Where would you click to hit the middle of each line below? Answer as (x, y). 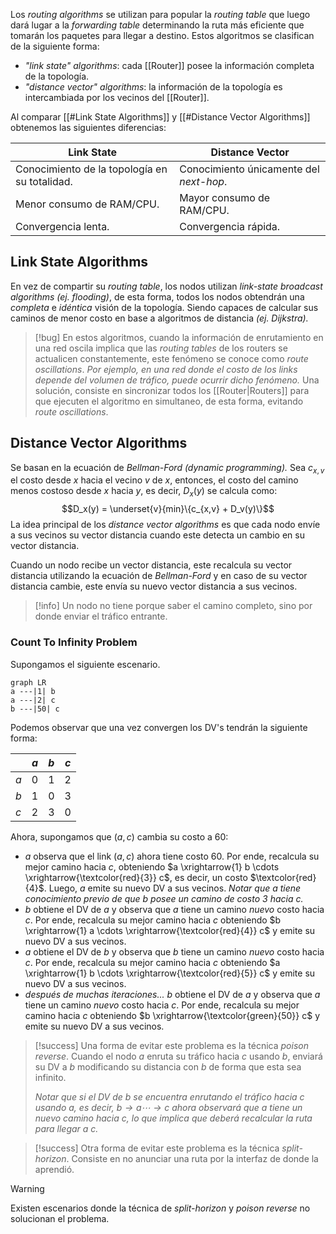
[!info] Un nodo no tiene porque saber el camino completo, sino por (173, 606)
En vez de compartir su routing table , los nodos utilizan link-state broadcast (166, 286)
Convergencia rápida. (230, 226)
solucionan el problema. (60, 1218)
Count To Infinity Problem (74, 642)
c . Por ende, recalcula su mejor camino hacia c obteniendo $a (152, 962)
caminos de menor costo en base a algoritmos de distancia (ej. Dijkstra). (159, 318)
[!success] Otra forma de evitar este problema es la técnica (157, 1148)
